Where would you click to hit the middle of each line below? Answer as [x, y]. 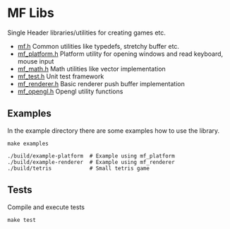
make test [22, 220]
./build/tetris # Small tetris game [79, 168]
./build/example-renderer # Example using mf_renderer [91, 162]
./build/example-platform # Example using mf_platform [91, 156]
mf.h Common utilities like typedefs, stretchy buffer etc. [98, 46]
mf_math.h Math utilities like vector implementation [91, 69]
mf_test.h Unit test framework [61, 76]
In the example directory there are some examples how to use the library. [114, 130]
